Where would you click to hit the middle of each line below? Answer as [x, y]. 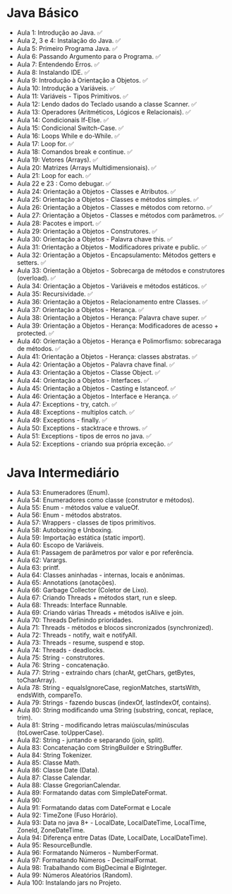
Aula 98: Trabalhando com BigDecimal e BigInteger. [92, 867]
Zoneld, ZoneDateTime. [51, 830]
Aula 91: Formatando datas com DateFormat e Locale [94, 807]
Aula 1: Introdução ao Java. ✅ [60, 32]
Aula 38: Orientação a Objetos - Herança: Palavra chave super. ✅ [112, 317]
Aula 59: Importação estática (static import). [81, 537]
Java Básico [43, 13]
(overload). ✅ [36, 278]
